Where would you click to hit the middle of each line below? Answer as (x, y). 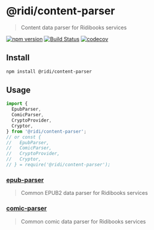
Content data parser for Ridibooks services (74, 27)
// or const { (24, 137)
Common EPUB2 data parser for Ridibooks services (84, 193)
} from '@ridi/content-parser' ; (46, 131)
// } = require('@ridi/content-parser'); (58, 165)
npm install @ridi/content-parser (49, 72)
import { (17, 104)
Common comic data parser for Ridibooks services (83, 221)
